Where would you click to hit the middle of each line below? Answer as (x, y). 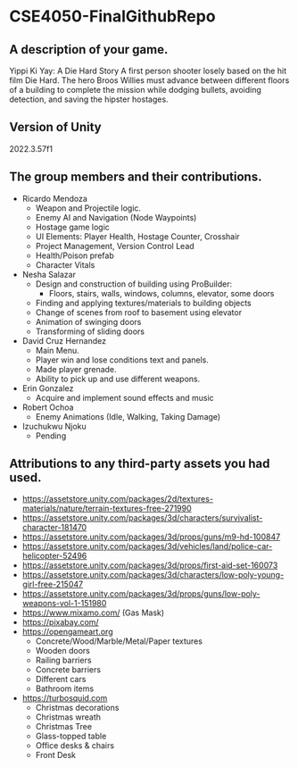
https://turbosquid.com (65, 698)
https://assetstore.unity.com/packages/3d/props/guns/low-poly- (141, 594)
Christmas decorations (77, 708)
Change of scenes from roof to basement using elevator (139, 312)
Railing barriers (63, 660)
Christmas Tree (63, 727)
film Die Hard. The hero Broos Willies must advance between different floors (149, 80)
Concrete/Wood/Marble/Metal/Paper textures (119, 641)
